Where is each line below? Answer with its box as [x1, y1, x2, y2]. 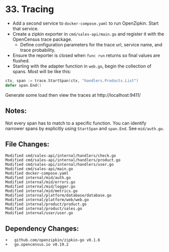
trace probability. [20, 47, 55, 53]
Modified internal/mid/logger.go [5, 184, 76, 190]
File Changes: [5, 140, 49, 148]
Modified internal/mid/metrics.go [5, 188, 78, 194]
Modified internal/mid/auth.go [5, 175, 71, 180]
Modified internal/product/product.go [5, 202, 87, 207]
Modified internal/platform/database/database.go [5, 193, 112, 198]
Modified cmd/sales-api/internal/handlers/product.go [5, 158, 121, 163]
